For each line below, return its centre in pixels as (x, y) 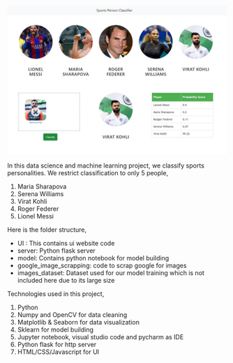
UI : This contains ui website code (66, 243)
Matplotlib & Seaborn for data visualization (78, 322)
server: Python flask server (56, 251)
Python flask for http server (57, 344)
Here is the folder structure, (47, 230)
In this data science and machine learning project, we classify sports (106, 165)
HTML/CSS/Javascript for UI (58, 352)
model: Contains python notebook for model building (93, 258)
